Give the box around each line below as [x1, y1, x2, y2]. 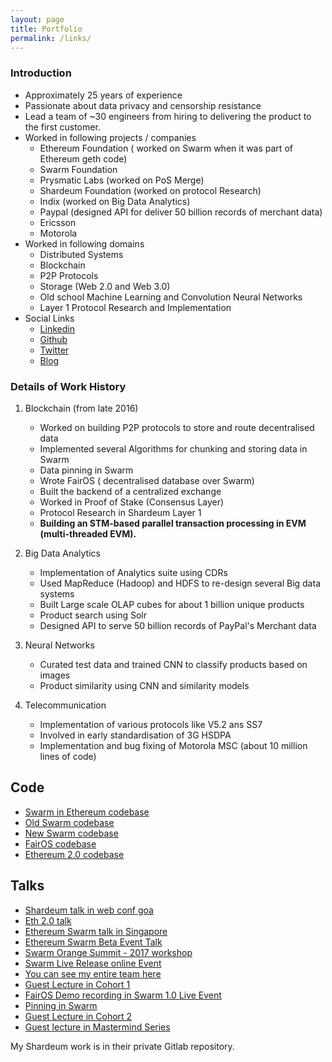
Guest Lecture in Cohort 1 [24, 978, 131, 990]
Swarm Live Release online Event [24, 957, 162, 969]
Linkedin [39, 322, 75, 335]
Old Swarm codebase [24, 816, 115, 828]
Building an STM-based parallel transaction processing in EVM [39, 517, 307, 529]
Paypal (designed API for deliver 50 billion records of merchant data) [39, 206, 323, 218]
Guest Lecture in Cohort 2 [24, 1010, 133, 1022]
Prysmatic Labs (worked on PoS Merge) [39, 174, 205, 186]
